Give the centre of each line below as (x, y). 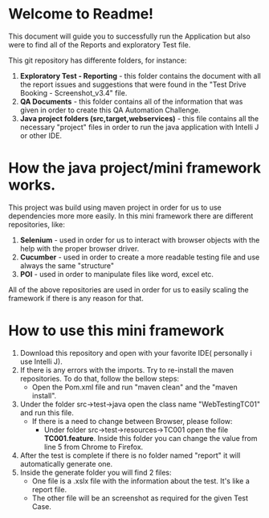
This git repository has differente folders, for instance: (98, 60)
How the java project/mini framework (135, 168)
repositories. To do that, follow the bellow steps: (99, 378)
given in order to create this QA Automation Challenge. (110, 110)
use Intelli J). (41, 361)
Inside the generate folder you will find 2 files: (96, 472)
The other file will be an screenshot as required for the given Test (140, 498)
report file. (49, 489)
